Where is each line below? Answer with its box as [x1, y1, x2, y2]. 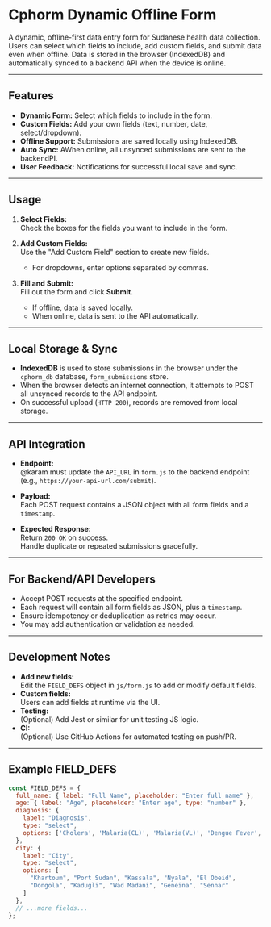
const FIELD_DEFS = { [8, 784, 81, 792]
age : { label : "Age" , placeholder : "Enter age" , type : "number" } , [15, 799, 248, 808]
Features [8, 89, 54, 102]
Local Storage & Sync [8, 341, 119, 356]
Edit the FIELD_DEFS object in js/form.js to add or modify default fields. [19, 680, 257, 690]
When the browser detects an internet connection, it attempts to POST [19, 381, 254, 390]
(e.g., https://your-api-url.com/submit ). [19, 476, 156, 486]
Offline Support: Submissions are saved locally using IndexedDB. [19, 136, 239, 146]
